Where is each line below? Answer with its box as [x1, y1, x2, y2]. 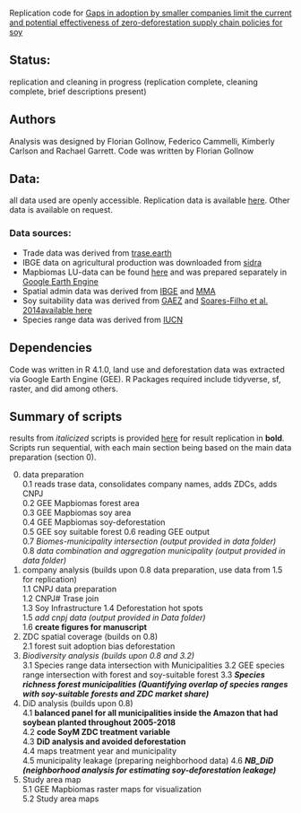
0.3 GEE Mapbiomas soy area [21, 507, 132, 519]
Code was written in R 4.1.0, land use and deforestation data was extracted [9, 363, 285, 375]
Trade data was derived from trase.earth [21, 247, 172, 258]
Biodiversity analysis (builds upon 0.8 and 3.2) [21, 651, 195, 661]
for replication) [21, 574, 78, 585]
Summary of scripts [9, 408, 123, 424]
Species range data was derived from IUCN [21, 314, 184, 325]
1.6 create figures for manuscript [21, 622, 148, 633]
